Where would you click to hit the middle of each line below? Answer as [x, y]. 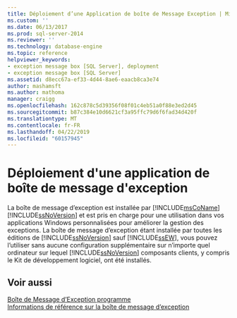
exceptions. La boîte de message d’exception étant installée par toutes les [115, 231]
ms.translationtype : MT [42, 118]
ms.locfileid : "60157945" [45, 138]
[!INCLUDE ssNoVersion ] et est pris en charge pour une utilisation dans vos [116, 215]
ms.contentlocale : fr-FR [44, 125]
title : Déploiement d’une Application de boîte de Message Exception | [115, 14]
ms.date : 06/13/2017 [38, 27]
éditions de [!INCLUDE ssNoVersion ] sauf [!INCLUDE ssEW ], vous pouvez [113, 238]
